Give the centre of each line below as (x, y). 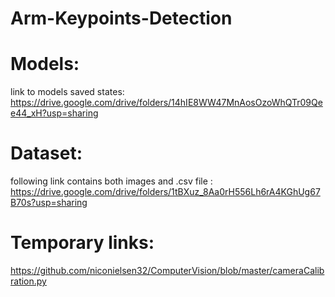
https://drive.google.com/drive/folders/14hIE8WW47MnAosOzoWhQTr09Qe (166, 103)
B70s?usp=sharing (49, 203)
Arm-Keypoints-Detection (121, 18)
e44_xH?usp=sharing (54, 113)
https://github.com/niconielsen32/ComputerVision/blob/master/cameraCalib (167, 270)
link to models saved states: (67, 92)
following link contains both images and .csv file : (111, 181)
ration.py (28, 281)
